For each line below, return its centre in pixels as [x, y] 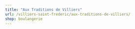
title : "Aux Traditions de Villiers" [44, 10]
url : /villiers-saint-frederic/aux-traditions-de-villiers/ [68, 14]
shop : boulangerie [24, 19]
